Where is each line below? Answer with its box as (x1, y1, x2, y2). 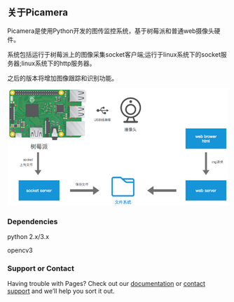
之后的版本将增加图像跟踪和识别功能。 (7, 74, 118, 82)
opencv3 (7, 246, 33, 254)
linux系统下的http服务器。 (21, 59, 96, 67)
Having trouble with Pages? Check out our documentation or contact (7, 280, 205, 288)
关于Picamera (7, 6, 69, 19)
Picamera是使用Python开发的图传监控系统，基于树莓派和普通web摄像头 (7, 27, 215, 35)
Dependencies (7, 217, 58, 226)
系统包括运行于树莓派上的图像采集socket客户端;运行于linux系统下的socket (7, 50, 221, 58)
